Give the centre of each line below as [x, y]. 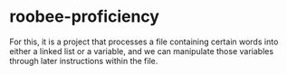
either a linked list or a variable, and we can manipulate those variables [142, 51]
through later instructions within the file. [84, 61]
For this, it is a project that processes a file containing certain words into [144, 42]
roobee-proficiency [85, 17]
